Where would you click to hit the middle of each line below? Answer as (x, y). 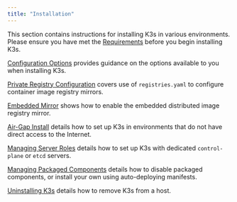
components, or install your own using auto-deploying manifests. (102, 176)
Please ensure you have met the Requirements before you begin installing (115, 41)
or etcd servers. (48, 155)
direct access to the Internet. (50, 134)
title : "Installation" (41, 14)
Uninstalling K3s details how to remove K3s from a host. (89, 190)
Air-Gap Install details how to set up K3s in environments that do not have (115, 127)
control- (210, 148)
